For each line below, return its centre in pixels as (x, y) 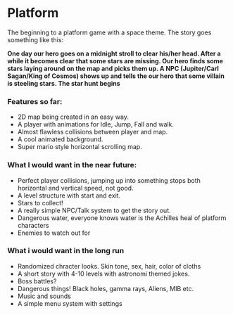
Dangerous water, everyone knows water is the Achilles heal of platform (122, 218)
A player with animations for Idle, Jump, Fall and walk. (96, 124)
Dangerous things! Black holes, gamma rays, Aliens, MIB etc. (106, 288)
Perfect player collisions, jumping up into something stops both (109, 180)
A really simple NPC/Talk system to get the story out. (94, 210)
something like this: (36, 39)
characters (33, 225)
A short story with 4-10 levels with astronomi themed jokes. (103, 274)
